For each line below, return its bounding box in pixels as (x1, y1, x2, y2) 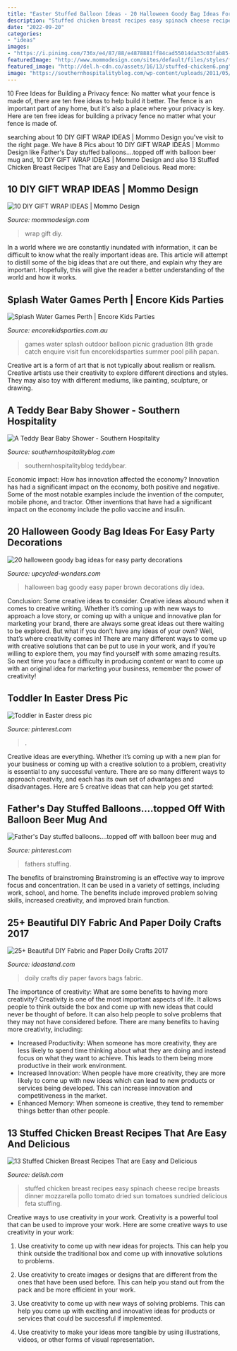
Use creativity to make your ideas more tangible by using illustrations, (17, 1328, 221, 1336)
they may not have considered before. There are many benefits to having (7, 1018, 219, 1026)
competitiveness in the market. (17, 1091, 108, 1100)
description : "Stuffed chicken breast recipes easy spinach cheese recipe (7, 17, 232, 24)
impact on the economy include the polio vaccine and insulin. (7, 505, 186, 514)
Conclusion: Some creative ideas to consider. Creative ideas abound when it (7, 596, 229, 605)
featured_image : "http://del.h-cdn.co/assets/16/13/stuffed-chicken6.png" (7, 63, 232, 70)
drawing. (7, 383, 33, 393)
